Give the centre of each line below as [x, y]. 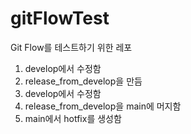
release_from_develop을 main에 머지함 [103, 106]
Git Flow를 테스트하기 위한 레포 [71, 47]
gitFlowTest [60, 18]
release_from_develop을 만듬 [83, 81]
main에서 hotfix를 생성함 [73, 118]
